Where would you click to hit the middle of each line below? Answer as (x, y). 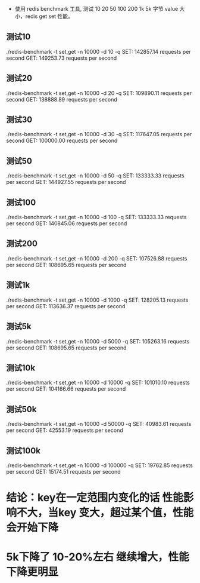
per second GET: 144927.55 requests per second (66, 182)
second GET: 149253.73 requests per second (62, 58)
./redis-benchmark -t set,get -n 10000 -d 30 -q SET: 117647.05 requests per (99, 134)
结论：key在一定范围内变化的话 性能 (95, 498)
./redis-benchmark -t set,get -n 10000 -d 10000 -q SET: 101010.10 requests (98, 383)
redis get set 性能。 (49, 16)
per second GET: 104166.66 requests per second (66, 389)
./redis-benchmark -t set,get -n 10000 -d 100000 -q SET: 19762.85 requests (100, 465)
